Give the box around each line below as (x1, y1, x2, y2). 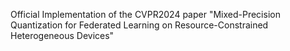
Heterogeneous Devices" (10, 30, 115, 41)
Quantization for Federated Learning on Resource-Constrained (10, 19, 269, 31)
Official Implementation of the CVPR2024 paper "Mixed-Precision (10, 9, 281, 20)
